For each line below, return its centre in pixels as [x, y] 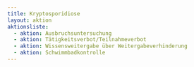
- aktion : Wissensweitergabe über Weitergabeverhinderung [101, 46]
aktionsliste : [28, 27]
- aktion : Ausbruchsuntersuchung [63, 33]
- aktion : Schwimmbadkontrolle [60, 53]
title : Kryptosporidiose [44, 14]
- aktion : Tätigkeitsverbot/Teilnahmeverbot [80, 40]
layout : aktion [30, 20]
